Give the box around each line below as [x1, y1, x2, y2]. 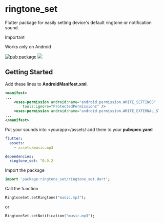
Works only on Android [5, 44, 51, 49]
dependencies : [5, 154, 34, 159]
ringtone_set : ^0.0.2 [9, 158, 54, 163]
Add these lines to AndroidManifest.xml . [5, 81, 88, 87]
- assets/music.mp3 [14, 145, 54, 150]
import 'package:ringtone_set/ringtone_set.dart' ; [5, 177, 110, 182]
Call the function [5, 186, 39, 192]
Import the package [5, 167, 45, 173]
